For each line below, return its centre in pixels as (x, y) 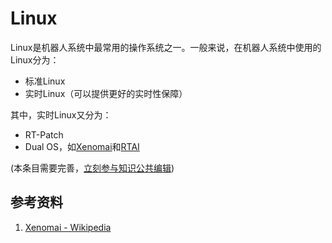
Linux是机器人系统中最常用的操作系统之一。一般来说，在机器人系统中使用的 (166, 47)
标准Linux (45, 81)
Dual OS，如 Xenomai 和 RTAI (82, 146)
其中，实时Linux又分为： (61, 114)
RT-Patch (44, 134)
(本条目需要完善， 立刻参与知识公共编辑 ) (92, 168)
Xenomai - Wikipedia (68, 227)
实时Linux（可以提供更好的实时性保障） (106, 93)
